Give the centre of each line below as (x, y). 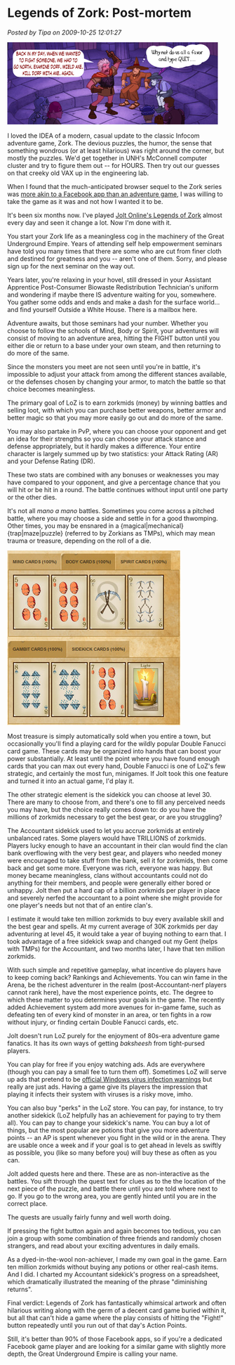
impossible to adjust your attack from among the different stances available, (117, 374)
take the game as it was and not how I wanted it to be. (85, 201)
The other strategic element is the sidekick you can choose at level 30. (109, 794)
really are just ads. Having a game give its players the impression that (108, 1087)
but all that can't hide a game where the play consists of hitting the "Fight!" (115, 1318)
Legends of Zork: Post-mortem (99, 13)
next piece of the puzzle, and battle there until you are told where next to (113, 1189)
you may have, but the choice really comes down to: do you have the (107, 809)
